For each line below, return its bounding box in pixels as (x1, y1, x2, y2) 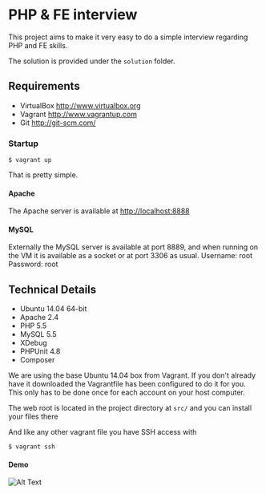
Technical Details (8, 282, 97, 296)
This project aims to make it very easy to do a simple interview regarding (8, 32, 248, 42)
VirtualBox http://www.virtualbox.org (19, 100, 141, 110)
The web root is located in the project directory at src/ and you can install (8, 403, 252, 413)
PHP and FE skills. (8, 40, 68, 50)
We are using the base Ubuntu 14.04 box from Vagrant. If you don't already (8, 370, 256, 380)
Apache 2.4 (19, 313, 59, 322)
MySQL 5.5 (19, 330, 57, 339)
